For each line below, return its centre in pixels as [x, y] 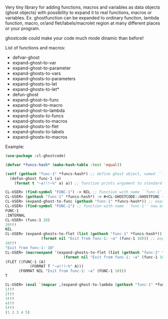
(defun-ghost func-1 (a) [35, 178]
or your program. [23, 28]
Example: [15, 147]
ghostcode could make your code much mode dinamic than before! [74, 38]
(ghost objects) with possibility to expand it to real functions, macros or [78, 12]
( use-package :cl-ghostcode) [35, 156]
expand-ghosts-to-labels [38, 132]
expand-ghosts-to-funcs [38, 116]
